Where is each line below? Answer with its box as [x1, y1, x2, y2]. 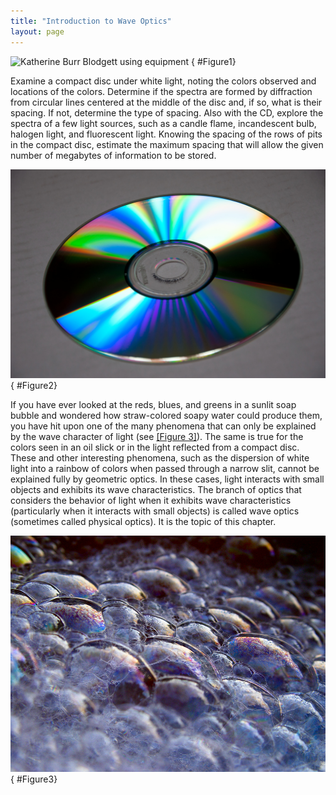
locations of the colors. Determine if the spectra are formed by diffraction [10, 85, 313, 97]
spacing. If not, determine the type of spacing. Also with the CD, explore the [10, 106, 324, 119]
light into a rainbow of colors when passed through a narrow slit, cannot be [10, 463, 320, 475]
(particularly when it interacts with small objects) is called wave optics [10, 505, 300, 517]
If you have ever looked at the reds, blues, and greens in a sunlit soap [10, 399, 297, 411]
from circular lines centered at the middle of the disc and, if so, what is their [10, 96, 323, 108]
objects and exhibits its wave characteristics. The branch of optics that [10, 484, 302, 496]
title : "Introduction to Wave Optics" [10, 16, 172, 26]
